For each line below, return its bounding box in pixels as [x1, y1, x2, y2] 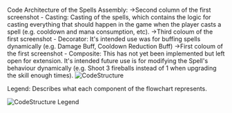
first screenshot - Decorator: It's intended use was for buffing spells [7, 35, 201, 43]
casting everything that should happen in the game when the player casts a [7, 21, 222, 28]
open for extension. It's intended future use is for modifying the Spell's [7, 57, 209, 64]
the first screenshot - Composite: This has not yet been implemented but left [7, 49, 225, 58]
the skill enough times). [7, 71, 74, 79]
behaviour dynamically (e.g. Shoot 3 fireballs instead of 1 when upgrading [7, 64, 217, 72]
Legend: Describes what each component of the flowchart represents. [7, 85, 207, 92]
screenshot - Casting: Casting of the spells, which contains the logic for [7, 13, 211, 21]
